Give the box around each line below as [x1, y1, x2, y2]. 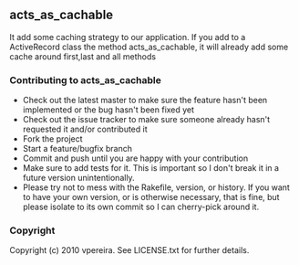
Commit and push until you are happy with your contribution [22, 153, 249, 164]
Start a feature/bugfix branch [22, 143, 132, 154]
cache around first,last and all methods [9, 50, 157, 62]
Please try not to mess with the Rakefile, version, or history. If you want [22, 182, 290, 193]
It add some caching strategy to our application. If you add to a [9, 31, 246, 42]
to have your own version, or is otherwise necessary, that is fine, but [22, 192, 280, 203]
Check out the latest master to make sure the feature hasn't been [22, 95, 268, 106]
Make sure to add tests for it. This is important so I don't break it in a [22, 163, 280, 174]
